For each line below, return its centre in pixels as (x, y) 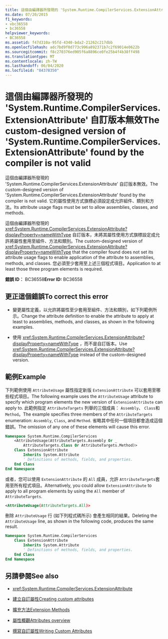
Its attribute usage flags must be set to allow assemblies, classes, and (86, 207)
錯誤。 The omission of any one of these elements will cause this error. (77, 427)
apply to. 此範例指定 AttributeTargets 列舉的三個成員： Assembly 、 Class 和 (82, 408)
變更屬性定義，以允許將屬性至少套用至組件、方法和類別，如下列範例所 (85, 310)
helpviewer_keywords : (28, 33)
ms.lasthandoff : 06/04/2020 (34, 66)
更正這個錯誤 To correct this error (57, 297)
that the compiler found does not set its (113, 252)
